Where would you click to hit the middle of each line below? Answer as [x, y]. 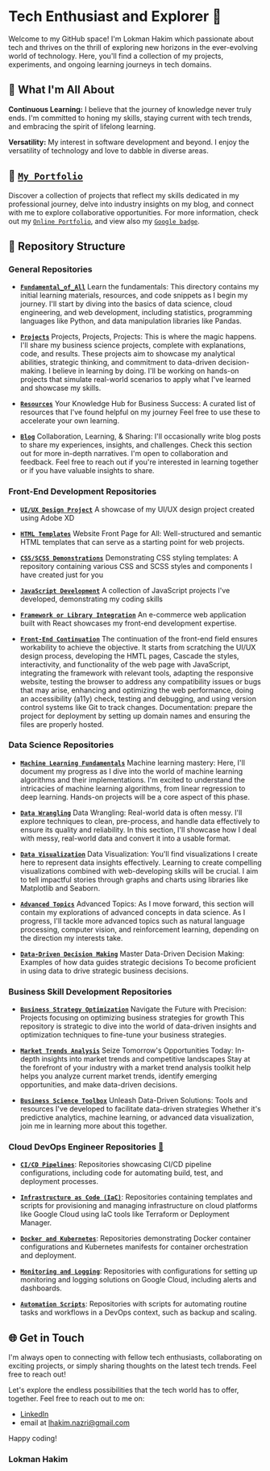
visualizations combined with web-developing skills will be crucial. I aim [139, 871]
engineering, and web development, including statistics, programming [136, 313]
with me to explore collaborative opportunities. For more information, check [134, 212]
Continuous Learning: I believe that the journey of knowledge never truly [130, 109]
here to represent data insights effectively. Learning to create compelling [141, 862]
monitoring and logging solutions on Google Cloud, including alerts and [138, 1280]
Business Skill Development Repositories [90, 991]
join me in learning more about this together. [93, 1126]
